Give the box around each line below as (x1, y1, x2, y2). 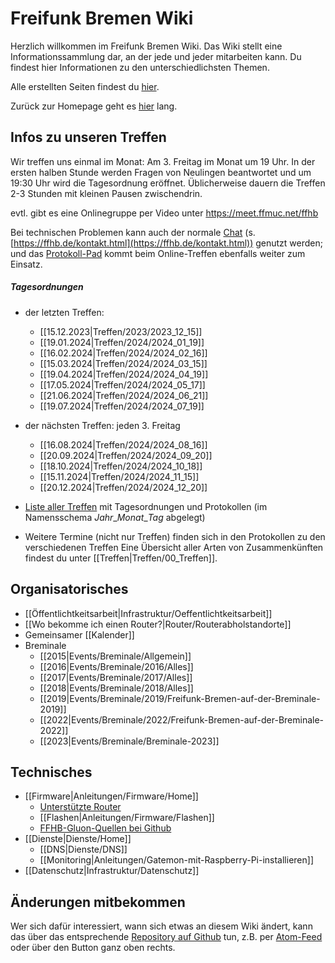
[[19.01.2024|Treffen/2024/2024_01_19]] (39, 336, 205, 348)
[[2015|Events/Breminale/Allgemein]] (39, 650, 192, 662)
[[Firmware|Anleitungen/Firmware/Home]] (24, 790, 199, 802)
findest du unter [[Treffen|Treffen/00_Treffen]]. (24, 552, 218, 564)
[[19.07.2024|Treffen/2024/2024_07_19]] (39, 400, 205, 412)
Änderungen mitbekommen (10, 893, 186, 911)
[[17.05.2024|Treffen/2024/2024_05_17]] (39, 378, 206, 391)
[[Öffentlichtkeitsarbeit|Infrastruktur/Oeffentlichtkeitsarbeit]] (24, 607, 273, 619)
